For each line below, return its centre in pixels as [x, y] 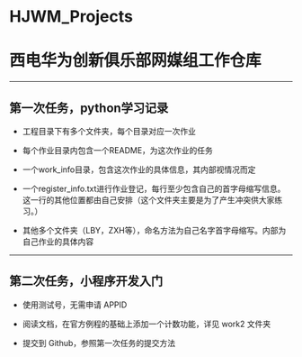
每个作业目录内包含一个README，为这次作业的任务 [118, 150]
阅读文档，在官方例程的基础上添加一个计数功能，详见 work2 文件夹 [147, 324]
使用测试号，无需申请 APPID [75, 305]
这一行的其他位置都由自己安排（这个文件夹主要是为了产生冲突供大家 [148, 199]
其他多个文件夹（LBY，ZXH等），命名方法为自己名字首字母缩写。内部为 [154, 230]
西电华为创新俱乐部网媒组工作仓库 [136, 61]
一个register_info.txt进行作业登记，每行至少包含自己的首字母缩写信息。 [154, 188]
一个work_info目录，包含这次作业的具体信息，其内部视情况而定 [139, 169]
